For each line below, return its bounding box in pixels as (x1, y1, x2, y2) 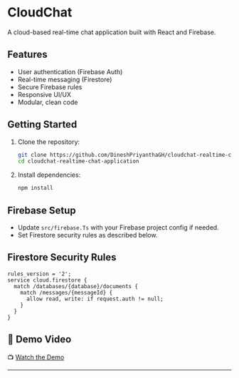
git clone (17, 151, 48, 158)
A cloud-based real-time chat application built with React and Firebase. (7, 28, 216, 36)
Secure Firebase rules (17, 83, 83, 91)
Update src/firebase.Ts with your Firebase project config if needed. (17, 223, 219, 232)
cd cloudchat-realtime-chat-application (17, 158, 139, 165)
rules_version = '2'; (7, 270, 72, 277)
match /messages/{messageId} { (20, 289, 113, 296)
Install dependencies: (17, 170, 81, 179)
